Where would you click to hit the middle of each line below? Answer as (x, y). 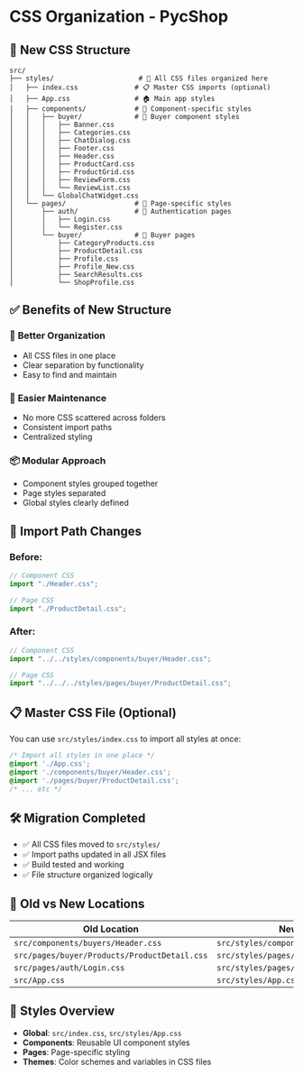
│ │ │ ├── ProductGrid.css (72, 172)
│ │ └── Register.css (66, 227)
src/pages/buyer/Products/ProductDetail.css (111, 956)
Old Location (111, 929)
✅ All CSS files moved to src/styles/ (91, 844)
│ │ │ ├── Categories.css (70, 133)
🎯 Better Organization (57, 335)
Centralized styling (57, 436)
